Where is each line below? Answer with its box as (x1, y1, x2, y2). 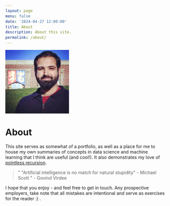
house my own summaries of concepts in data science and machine (5, 149, 148, 155)
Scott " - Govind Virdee (17, 174, 67, 181)
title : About (5, 24, 33, 30)
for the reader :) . (5, 195, 41, 201)
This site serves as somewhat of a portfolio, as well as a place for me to (5, 143, 155, 150)
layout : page (5, 8, 33, 13)
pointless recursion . (5, 159, 47, 165)
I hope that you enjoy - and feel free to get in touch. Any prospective (5, 185, 149, 191)
